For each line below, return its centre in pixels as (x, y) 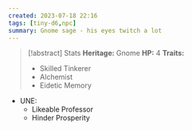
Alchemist (56, 77)
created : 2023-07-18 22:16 (53, 16)
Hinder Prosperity (61, 118)
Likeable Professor (63, 109)
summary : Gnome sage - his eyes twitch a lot (85, 30)
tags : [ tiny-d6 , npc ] (43, 23)
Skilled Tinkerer (65, 69)
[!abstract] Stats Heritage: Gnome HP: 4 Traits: (106, 53)
